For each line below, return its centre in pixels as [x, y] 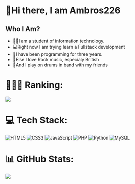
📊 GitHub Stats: [40, 159]
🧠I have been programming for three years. [57, 54]
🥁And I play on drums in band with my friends [60, 65]
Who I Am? [23, 29]
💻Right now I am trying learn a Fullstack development [69, 47]
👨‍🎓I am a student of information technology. [58, 41]
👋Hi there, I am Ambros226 [63, 10]
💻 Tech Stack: [36, 120]
